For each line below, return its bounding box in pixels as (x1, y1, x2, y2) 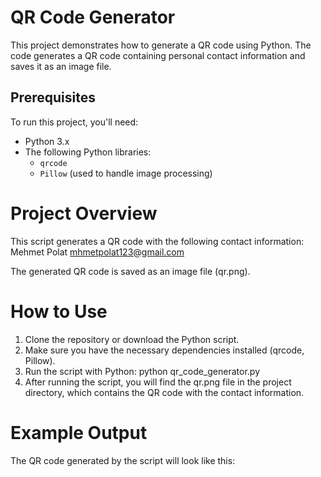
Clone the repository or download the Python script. (24, 333, 240, 345)
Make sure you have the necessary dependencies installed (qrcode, (24, 344, 305, 356)
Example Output (10, 421, 148, 444)
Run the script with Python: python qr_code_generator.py (24, 365, 261, 377)
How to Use (10, 300, 108, 323)
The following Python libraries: (24, 146, 152, 158)
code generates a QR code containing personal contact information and (10, 49, 306, 61)
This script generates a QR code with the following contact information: (10, 235, 305, 247)
